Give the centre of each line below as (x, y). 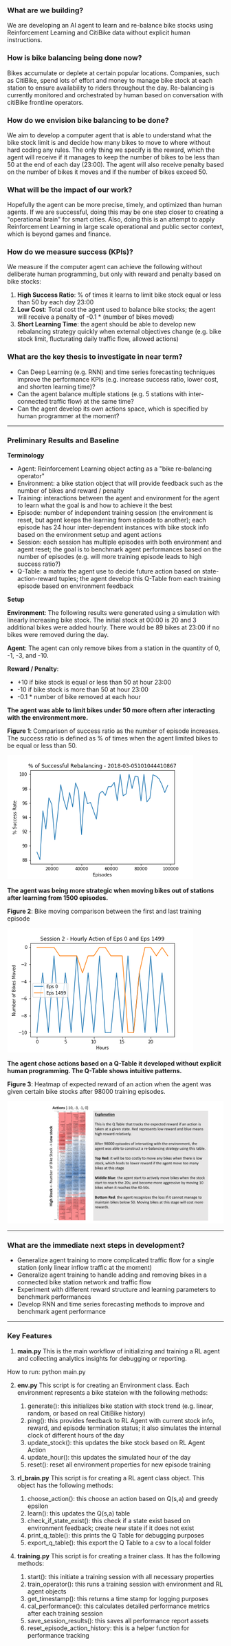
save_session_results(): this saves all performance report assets (118, 1620)
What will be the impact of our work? (70, 190)
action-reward (37, 579)
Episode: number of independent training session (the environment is (115, 513)
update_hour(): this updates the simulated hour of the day (109, 1457)
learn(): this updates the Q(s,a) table (79, 1513)
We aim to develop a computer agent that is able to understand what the (109, 135)
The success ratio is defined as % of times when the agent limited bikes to (113, 738)
